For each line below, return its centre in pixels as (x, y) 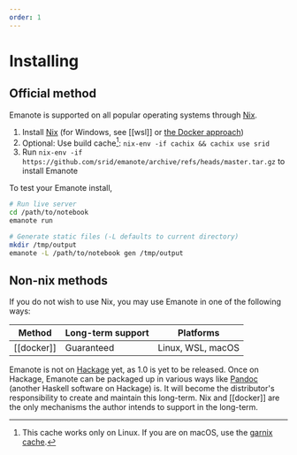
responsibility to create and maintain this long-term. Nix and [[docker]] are (145, 398)
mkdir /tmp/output (43, 245)
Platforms (199, 333)
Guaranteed (90, 348)
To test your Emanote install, (61, 188)
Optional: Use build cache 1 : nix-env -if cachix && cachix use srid (146, 142)
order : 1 (25, 17)
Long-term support (107, 333)
